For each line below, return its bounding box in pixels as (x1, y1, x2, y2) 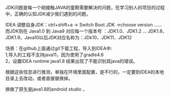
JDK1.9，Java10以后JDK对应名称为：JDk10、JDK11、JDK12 (5, 35, 132, 40)
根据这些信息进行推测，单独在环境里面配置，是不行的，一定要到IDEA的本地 (5, 69, 164, 75)
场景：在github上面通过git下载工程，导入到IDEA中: (5, 45, 112, 51)
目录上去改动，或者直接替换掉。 (5, 76, 73, 81)
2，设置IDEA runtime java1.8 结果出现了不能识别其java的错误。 (5, 58, 138, 64)
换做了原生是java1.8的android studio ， (5, 86, 87, 92)
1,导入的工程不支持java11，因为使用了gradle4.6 (5, 52, 104, 58)
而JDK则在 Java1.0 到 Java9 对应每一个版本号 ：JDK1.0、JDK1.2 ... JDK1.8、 (5, 28, 167, 34)
